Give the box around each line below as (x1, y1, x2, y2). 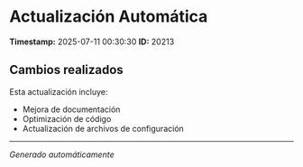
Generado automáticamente (9, 149, 115, 160)
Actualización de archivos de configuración (22, 123, 185, 134)
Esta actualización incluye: (9, 86, 108, 97)
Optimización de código (22, 113, 112, 124)
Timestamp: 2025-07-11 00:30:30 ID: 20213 (9, 36, 175, 47)
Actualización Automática (9, 6, 208, 27)
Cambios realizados (9, 62, 124, 78)
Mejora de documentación (22, 104, 121, 115)
